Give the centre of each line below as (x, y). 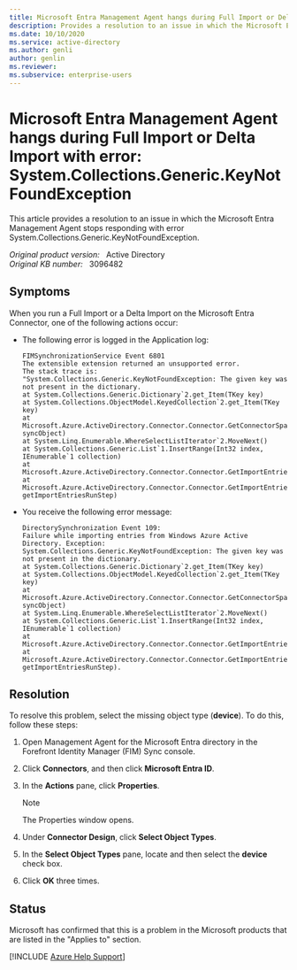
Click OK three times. (61, 881)
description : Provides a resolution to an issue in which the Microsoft (146, 26)
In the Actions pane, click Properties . (91, 786)
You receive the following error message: (97, 512)
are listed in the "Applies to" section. (75, 940)
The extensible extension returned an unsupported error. (131, 364)
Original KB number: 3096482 (66, 264)
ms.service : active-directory (65, 42)
